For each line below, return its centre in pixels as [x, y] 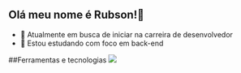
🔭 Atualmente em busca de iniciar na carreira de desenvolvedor [127, 34]
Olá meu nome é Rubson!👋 [76, 15]
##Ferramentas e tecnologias [58, 60]
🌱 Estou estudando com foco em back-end [92, 43]
